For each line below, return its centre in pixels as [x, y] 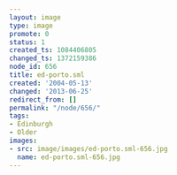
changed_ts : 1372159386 [53, 58]
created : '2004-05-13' [51, 83]
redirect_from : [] [43, 99]
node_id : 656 [33, 67]
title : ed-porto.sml [47, 75]
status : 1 [27, 42]
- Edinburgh [31, 125]
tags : [19, 116]
